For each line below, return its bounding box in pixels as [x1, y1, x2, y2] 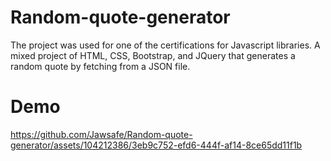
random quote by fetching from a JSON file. [10, 60, 191, 72]
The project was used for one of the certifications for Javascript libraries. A [10, 39, 321, 51]
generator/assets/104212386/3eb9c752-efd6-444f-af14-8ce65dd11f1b [10, 139, 303, 151]
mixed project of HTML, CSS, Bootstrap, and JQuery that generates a [10, 49, 296, 61]
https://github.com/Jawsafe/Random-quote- [10, 128, 193, 140]
